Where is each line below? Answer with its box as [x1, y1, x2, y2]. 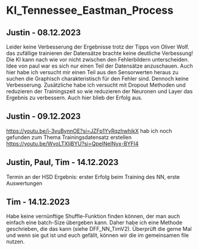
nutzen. [6, 238, 25, 245]
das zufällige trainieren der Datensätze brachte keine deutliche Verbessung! [6, 50, 193, 57]
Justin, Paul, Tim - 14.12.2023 [6, 157, 119, 167]
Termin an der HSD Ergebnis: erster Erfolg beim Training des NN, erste [6, 173, 180, 180]
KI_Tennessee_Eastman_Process [6, 4, 174, 17]
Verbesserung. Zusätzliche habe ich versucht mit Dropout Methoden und [6, 81, 186, 89]
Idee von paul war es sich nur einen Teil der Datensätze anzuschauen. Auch [6, 62, 193, 69]
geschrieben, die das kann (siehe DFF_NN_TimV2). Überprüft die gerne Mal [6, 225, 192, 233]
